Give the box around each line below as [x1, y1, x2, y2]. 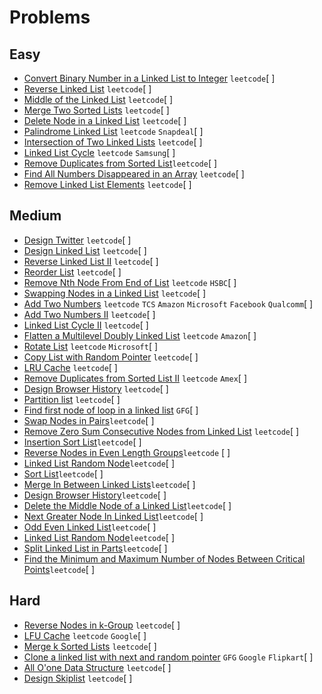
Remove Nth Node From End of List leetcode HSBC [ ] [23, 276, 237, 288]
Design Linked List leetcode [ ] [23, 244, 147, 256]
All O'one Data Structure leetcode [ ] [23, 661, 172, 673]
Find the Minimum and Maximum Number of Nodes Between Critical [23, 552, 306, 565]
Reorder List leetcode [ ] [23, 266, 122, 278]
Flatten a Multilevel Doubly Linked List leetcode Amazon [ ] [23, 329, 257, 341]
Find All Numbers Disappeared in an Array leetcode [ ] [23, 168, 245, 180]
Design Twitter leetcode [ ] [23, 234, 132, 246]
